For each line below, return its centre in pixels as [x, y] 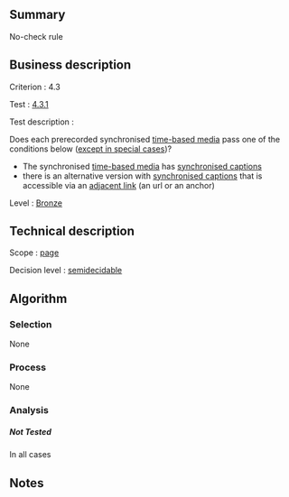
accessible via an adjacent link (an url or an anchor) [118, 185]
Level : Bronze [36, 203]
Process [28, 367]
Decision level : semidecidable [66, 271]
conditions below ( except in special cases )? [91, 149]
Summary [37, 15]
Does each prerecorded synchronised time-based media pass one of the [145, 139]
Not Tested [31, 431]
